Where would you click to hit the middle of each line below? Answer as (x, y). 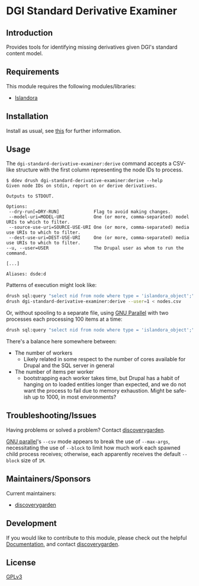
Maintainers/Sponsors (49, 479)
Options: (17, 207)
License (21, 563)
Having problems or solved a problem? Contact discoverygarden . (86, 430)
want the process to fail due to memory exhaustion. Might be (98, 391)
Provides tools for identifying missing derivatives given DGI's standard (92, 47)
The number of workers (44, 353)
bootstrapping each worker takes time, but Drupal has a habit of (102, 378)
